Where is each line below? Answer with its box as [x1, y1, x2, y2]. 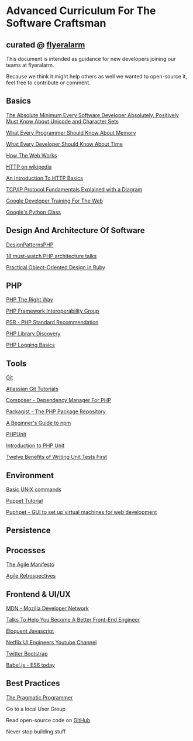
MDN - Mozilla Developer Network [6, 605, 89, 612]
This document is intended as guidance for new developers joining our [6, 56, 177, 62]
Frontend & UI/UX [6, 589, 71, 599]
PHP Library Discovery [6, 330, 61, 337]
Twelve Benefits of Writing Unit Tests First [6, 454, 107, 461]
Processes [6, 546, 46, 555]
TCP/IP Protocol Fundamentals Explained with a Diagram [6, 186, 143, 193]
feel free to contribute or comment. [6, 79, 91, 86]
